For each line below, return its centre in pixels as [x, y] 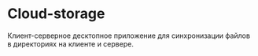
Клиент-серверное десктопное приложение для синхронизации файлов [129, 35]
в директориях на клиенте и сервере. [71, 43]
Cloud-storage [56, 14]
